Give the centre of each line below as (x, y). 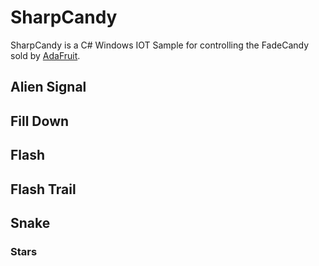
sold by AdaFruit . (45, 55)
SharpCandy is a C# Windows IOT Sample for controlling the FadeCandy (160, 45)
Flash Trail (43, 189)
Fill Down (40, 121)
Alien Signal (48, 87)
